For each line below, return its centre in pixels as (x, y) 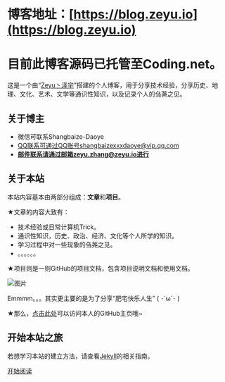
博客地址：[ (40, 14)
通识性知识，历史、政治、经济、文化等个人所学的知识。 (97, 235)
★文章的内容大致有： (38, 211)
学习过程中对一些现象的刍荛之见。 (67, 245)
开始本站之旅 (35, 338)
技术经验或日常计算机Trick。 (59, 227)
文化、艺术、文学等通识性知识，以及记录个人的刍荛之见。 (103, 94)
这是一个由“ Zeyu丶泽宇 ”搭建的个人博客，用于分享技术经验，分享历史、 (110, 85)
